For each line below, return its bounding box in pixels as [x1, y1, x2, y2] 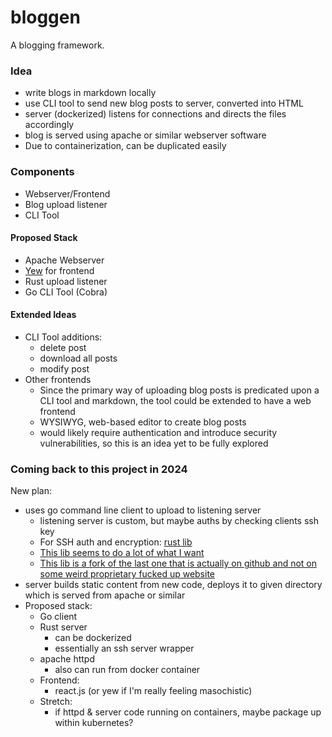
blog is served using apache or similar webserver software [24, 129, 267, 141]
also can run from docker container [54, 664, 201, 676]
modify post [39, 362, 90, 375]
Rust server [39, 621, 88, 633]
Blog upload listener [24, 198, 108, 210]
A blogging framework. [10, 39, 105, 51]
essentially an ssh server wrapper [54, 642, 195, 655]
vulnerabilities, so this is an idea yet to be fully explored [39, 437, 269, 449]
